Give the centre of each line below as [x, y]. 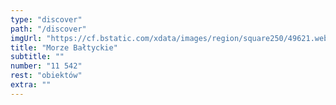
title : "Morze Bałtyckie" [64, 47]
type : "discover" [46, 19]
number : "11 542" [46, 66]
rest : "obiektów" [46, 76]
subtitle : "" [37, 57]
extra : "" [31, 85]
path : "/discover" [48, 29]
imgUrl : [26, 38]
